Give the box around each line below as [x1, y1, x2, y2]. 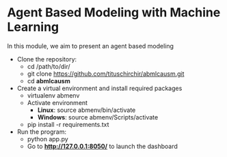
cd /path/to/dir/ [27, 62, 70, 70]
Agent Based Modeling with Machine [7, 5, 221, 20]
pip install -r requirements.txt [27, 120, 109, 128]
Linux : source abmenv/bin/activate [37, 106, 136, 114]
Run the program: [16, 128, 67, 136]
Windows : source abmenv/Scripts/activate [37, 113, 159, 121]
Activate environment [27, 98, 88, 106]
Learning [7, 19, 59, 35]
